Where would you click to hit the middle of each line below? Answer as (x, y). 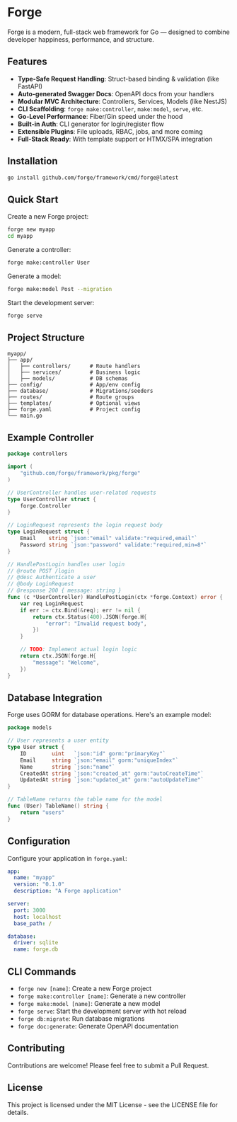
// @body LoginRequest (41, 584)
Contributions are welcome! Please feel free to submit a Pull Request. (108, 1065)
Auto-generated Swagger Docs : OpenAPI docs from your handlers (116, 93)
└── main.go (25, 416)
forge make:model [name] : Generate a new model (89, 1003)
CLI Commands (42, 972)
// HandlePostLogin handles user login (66, 564)
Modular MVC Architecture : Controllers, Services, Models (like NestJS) (122, 101)
